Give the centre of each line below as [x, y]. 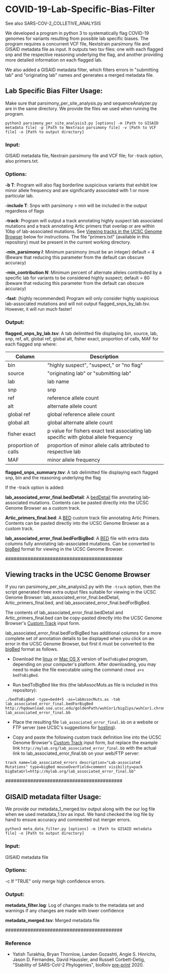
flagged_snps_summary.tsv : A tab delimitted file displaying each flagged [82, 472]
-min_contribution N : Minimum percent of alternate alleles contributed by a [83, 273]
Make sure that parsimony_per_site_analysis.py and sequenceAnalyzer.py [81, 103]
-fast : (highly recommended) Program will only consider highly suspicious [82, 299]
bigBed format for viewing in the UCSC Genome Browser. [65, 549]
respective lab [64, 452]
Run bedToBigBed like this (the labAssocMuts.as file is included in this [85, 685]
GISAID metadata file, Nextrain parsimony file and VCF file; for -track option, [84, 156]
